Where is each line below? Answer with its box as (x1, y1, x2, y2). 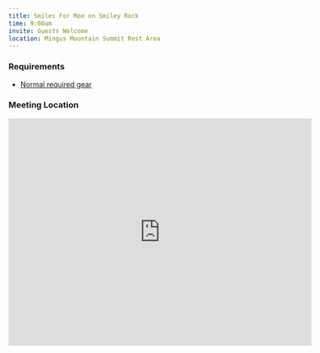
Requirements (8, 61, 65, 73)
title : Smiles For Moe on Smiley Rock (8, 11, 139, 20)
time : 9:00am (8, 19, 53, 27)
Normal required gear (19, 79, 92, 89)
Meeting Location (8, 99, 79, 111)
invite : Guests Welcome (8, 27, 89, 35)
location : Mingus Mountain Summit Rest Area (8, 34, 161, 43)
